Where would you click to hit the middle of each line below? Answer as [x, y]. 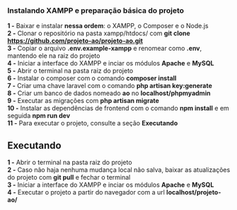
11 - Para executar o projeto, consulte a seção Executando [93, 123]
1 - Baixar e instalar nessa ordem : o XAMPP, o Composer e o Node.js [108, 26]
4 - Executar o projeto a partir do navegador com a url [86, 192]
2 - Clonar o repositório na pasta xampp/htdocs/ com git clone [99, 33]
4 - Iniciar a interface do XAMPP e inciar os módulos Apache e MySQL [111, 63]
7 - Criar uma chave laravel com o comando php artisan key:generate [110, 86]
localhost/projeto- [193, 192]
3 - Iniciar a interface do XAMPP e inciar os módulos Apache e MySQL [111, 185]
